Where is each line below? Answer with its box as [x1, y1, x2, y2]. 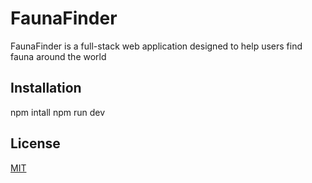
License [10, 135, 61, 152]
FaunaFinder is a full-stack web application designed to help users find [10, 40, 303, 52]
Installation [10, 80, 82, 97]
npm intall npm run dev [10, 106, 106, 118]
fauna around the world [10, 50, 107, 62]
